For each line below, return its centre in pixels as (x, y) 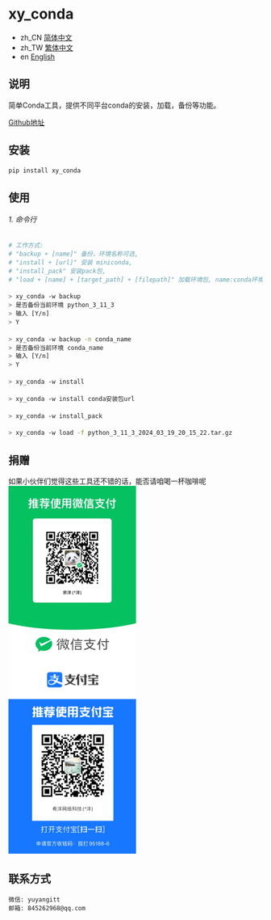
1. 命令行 (23, 220)
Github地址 (27, 122)
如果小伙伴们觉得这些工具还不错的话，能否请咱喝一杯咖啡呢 (107, 481)
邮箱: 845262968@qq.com (47, 908)
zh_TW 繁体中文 (47, 47)
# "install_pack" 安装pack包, (57, 271)
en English (37, 57)
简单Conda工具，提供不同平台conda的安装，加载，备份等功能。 (115, 105)
